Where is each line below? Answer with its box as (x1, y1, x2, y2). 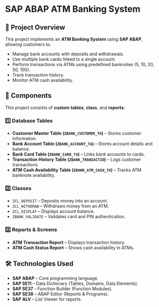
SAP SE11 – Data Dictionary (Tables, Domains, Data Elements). (12, 280, 139, 286)
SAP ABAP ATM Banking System (5, 3, 141, 15)
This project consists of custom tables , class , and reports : (5, 105, 126, 111)
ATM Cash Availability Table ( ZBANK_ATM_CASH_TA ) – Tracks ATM (12, 167, 142, 173)
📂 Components (5, 91, 52, 100)
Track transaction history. (12, 72, 64, 77)
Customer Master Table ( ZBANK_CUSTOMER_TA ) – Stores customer (12, 130, 142, 136)
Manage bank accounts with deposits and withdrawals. (12, 51, 125, 57)
